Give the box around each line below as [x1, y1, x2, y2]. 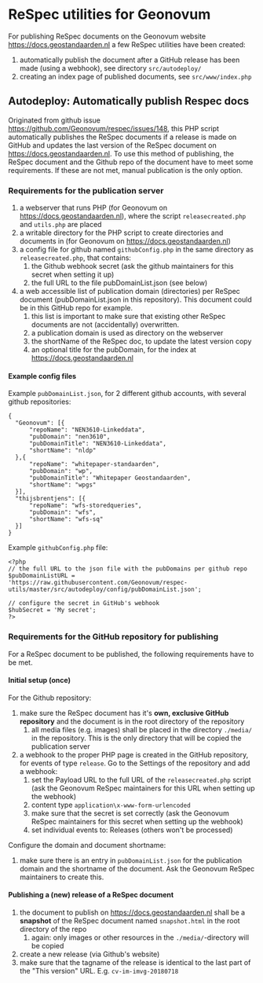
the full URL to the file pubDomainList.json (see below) [31, 278, 208, 288]
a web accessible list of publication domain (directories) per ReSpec [19, 287, 241, 296]
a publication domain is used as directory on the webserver [31, 328, 224, 338]
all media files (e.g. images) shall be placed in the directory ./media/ [31, 724, 253, 734]
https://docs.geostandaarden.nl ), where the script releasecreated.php [19, 211, 247, 221]
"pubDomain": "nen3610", [28, 433, 111, 441]
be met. [8, 658, 33, 667]
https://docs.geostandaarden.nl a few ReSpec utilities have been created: [8, 39, 246, 49]
